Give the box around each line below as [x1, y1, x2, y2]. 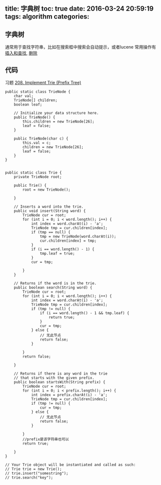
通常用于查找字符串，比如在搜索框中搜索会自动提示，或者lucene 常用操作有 [5, 44, 157, 50]
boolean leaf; [14, 102, 42, 107]
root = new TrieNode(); [22, 187, 71, 192]
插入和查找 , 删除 [5, 50, 37, 56]
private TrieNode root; [14, 175, 62, 180]
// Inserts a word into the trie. [14, 204, 84, 209]
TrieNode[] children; [14, 98, 57, 103]
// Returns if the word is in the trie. [14, 281, 97, 286]
